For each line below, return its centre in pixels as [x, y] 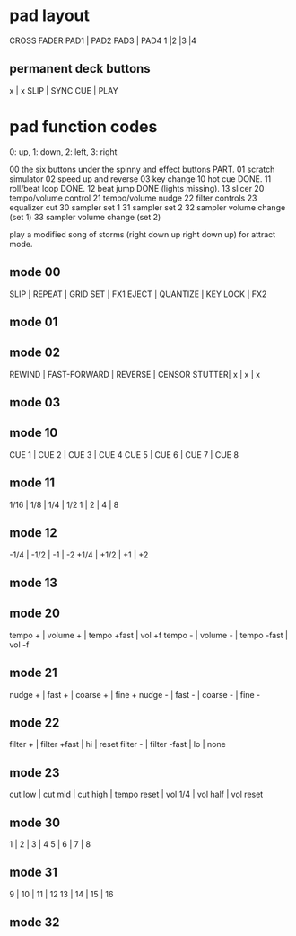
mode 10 [34, 433]
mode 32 [35, 923]
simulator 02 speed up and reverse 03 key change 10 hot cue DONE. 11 [140, 178]
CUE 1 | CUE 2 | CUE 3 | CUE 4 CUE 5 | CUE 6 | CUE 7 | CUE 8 [124, 454]
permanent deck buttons [80, 69]
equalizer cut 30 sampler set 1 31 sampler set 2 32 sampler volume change [148, 207]
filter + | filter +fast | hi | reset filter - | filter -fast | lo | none [118, 744]
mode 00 [35, 272]
